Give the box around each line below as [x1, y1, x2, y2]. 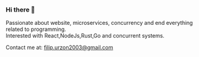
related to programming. [5, 25, 66, 33]
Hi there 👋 [5, 5, 36, 14]
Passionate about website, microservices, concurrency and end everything [5, 19, 194, 27]
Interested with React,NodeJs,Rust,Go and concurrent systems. [5, 32, 165, 39]
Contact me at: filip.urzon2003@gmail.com [5, 44, 113, 51]
